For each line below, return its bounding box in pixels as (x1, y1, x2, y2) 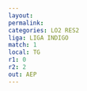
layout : (8, 11, 34, 20)
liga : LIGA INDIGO (8, 33, 69, 42)
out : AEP (8, 70, 37, 78)
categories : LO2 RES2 (8, 26, 80, 34)
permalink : (8, 19, 44, 27)
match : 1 (8, 41, 37, 49)
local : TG (8, 48, 41, 56)
